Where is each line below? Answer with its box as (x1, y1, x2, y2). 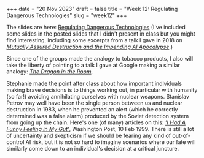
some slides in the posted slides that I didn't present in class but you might (6, 30, 195, 37)
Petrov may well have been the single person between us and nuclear (6, 99, 183, 107)
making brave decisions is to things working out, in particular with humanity (6, 86, 198, 94)
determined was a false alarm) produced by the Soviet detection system (6, 113, 189, 119)
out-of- (171, 132, 191, 139)
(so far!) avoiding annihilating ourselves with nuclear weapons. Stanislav (6, 93, 189, 100)
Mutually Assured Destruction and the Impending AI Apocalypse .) (6, 43, 173, 50)
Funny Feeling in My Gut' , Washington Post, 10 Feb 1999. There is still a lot (6, 126, 195, 132)
